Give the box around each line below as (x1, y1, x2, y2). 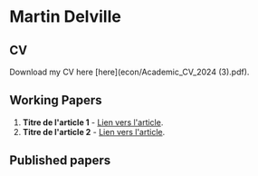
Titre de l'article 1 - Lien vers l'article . (22, 116, 164, 128)
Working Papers (9, 93, 102, 108)
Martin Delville (9, 6, 122, 27)
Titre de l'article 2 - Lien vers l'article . (22, 126, 166, 137)
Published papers (9, 152, 111, 169)
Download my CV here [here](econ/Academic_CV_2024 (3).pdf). (9, 66, 250, 77)
